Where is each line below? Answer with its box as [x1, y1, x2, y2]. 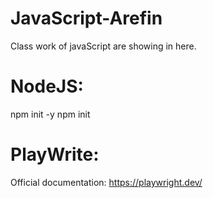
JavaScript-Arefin [10, 7, 163, 30]
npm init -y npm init [10, 108, 91, 120]
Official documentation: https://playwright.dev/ [10, 176, 203, 188]
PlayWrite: [10, 143, 100, 166]
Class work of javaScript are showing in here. [10, 40, 197, 52]
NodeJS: [10, 75, 84, 98]
